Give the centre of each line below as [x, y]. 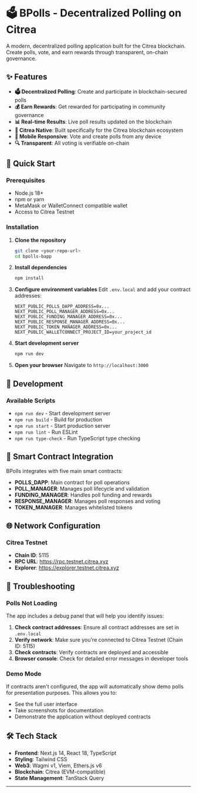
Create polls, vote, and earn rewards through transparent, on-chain [87, 52]
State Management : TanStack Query [59, 778]
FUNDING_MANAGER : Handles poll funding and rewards [83, 495]
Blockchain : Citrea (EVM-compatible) [60, 772]
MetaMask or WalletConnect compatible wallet [71, 206]
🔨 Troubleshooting [40, 586]
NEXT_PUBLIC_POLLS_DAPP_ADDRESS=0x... [62, 306]
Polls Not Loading [32, 603]
